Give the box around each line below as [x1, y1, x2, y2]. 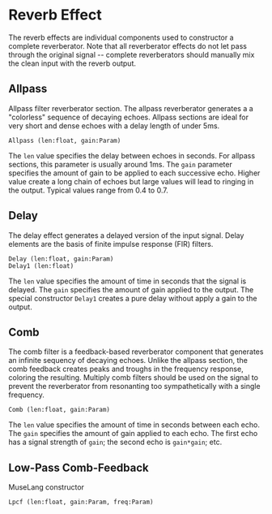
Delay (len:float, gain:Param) [8, 254, 114, 263]
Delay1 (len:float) [8, 261, 74, 270]
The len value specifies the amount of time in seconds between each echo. [8, 420, 261, 430]
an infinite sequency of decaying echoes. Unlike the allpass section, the [8, 356, 249, 365]
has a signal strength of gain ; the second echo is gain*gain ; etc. [8, 437, 223, 447]
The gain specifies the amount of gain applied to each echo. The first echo [8, 429, 258, 438]
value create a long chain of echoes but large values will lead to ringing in [8, 176, 254, 186]
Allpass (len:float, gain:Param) [8, 136, 121, 145]
